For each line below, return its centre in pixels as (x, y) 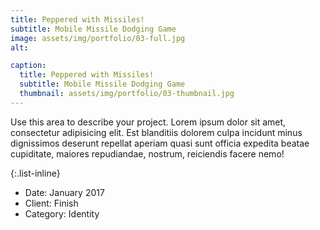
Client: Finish (51, 203)
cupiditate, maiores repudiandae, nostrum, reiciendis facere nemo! (147, 153)
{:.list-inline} (35, 173)
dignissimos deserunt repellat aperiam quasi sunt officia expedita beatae (160, 143)
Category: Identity (62, 213)
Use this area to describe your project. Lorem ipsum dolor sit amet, (148, 122)
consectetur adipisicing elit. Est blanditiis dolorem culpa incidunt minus (156, 132)
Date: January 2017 (64, 192)
